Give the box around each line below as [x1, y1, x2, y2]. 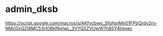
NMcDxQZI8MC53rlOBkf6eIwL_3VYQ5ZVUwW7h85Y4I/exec [5, 25, 133, 31]
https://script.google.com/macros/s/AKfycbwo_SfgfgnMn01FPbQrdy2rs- [5, 20, 158, 26]
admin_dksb [5, 3, 59, 15]
